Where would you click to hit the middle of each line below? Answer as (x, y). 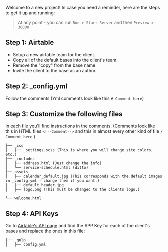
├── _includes (20, 159)
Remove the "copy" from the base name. (54, 65)
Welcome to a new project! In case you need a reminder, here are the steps (83, 7)
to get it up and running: (30, 13)
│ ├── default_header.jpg (35, 185)
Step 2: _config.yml (36, 86)
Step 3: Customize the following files (64, 114)
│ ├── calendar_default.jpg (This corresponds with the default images (84, 177)
